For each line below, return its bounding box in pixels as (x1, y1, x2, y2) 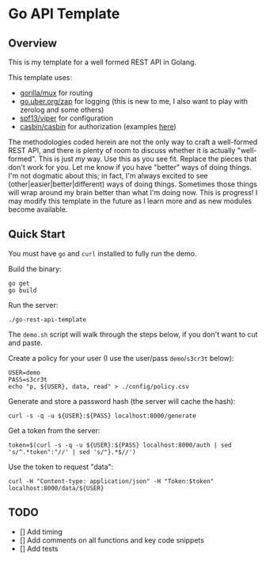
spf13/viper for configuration (19, 113, 113, 123)
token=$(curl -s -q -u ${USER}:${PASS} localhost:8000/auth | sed (8, 441, 232, 449)
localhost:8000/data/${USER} (8, 484, 104, 492)
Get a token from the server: (8, 425, 101, 435)
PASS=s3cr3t (8, 375, 47, 383)
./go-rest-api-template (8, 315, 87, 324)
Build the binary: (8, 263, 62, 274)
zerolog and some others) (19, 105, 104, 114)
